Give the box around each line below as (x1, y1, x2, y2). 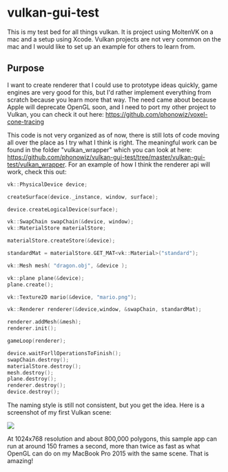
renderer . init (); (7, 325, 57, 332)
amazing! (7, 457, 33, 464)
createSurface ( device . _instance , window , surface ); (7, 193, 158, 200)
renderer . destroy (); (7, 382, 67, 389)
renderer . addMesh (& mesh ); (7, 319, 81, 325)
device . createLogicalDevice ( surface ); (7, 206, 118, 213)
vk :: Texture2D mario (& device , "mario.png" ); (7, 294, 137, 301)
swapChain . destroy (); (7, 356, 70, 364)
